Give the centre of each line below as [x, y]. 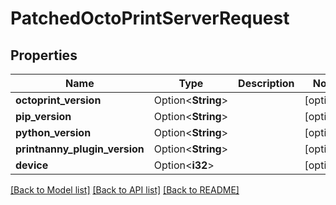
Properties [44, 55]
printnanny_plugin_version [80, 149]
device [32, 165]
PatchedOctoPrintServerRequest [150, 18]
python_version [53, 132]
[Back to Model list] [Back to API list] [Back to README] [125, 190]
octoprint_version [58, 100]
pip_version [43, 116]
